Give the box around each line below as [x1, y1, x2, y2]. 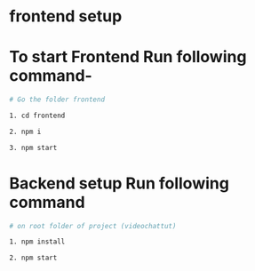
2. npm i [9, 127, 42, 136]
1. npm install [9, 237, 66, 246]
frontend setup [9, 6, 123, 27]
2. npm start [9, 253, 58, 263]
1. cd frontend [9, 111, 66, 120]
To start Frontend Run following [9, 47, 247, 68]
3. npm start [9, 143, 58, 152]
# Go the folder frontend [9, 95, 105, 104]
